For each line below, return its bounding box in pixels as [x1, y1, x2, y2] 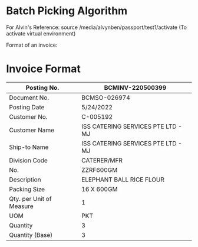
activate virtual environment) [6, 30, 76, 37]
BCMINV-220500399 [104, 83, 167, 92]
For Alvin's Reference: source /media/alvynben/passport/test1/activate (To [6, 24, 187, 31]
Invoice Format [6, 62, 81, 76]
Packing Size [9, 185, 45, 193]
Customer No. [9, 112, 48, 121]
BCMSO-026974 [81, 93, 131, 102]
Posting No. [25, 83, 60, 92]
